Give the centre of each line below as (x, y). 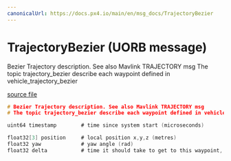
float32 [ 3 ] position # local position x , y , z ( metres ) (92, 138)
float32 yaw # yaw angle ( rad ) (70, 145)
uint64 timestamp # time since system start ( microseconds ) (106, 125)
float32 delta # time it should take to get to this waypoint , (115, 150)
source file (22, 94)
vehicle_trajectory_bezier (42, 81)
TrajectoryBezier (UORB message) (107, 47)
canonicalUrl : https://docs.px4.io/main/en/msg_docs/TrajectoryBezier (110, 13)
